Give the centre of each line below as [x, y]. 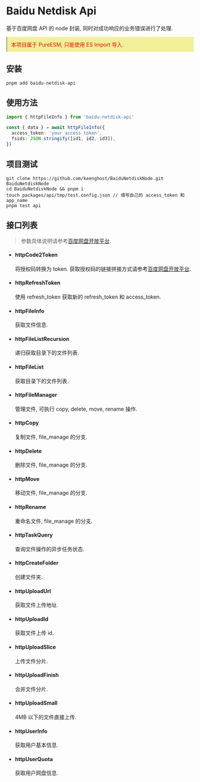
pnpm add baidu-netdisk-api [41, 83]
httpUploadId [32, 619]
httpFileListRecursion [42, 339]
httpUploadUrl [33, 591]
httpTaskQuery [34, 535]
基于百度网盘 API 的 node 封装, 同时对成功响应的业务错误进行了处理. [90, 28]
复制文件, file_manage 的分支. [51, 437]
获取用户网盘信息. [36, 773]
